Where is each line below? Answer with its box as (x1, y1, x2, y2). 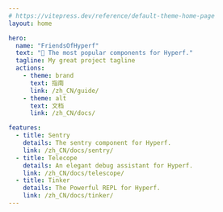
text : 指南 (29, 78, 65, 87)
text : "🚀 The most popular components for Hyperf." (15, 49, 194, 57)
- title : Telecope (15, 154, 78, 162)
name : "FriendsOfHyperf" (15, 41, 99, 49)
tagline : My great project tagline (15, 57, 136, 65)
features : (8, 124, 42, 132)
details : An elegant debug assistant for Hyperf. (23, 161, 194, 170)
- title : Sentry (15, 131, 70, 140)
